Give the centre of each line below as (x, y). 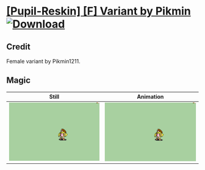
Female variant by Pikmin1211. (43, 61)
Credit (18, 47)
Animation (150, 97)
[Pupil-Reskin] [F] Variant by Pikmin (99, 11)
